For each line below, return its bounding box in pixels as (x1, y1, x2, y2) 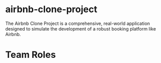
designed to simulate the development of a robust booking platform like (5, 25, 156, 31)
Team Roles (5, 49, 56, 60)
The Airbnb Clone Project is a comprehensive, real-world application (5, 20, 150, 26)
